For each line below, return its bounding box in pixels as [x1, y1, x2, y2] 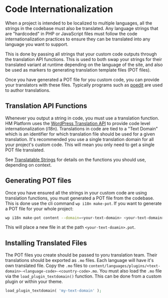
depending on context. [5, 161, 52, 168]
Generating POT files [5, 176, 71, 185]
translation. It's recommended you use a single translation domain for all [5, 136, 154, 142]
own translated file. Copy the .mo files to [5, 262, 88, 268]
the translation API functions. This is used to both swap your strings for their [5, 56, 162, 62]
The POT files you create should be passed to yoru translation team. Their [5, 252, 157, 258]
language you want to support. [5, 41, 68, 47]
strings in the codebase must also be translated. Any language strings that [5, 25, 158, 31]
